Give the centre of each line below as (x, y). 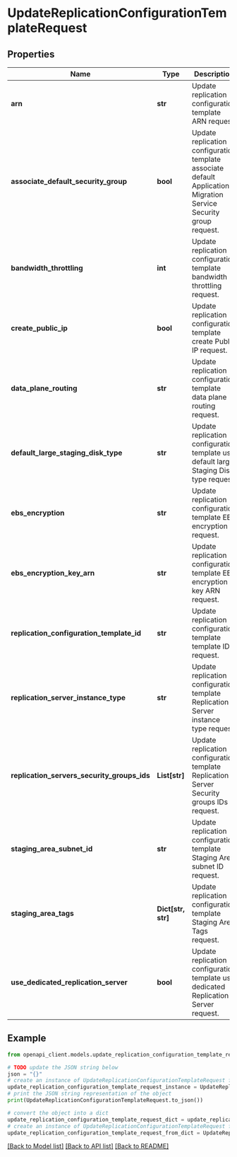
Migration (207, 194)
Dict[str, (171, 909)
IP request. (209, 350)
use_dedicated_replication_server (69, 982)
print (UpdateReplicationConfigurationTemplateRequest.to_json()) (105, 1100)
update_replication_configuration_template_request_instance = (102, 1087)
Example (27, 1039)
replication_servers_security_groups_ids (80, 775)
